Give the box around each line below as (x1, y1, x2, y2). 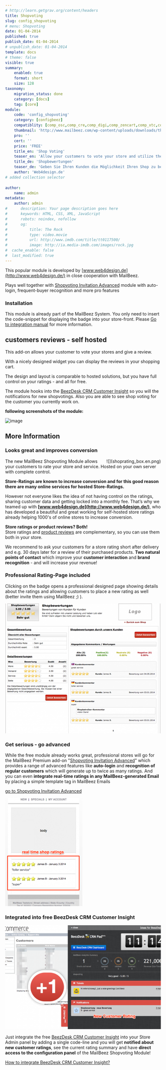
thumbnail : (14, 128, 37, 133)
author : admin (14, 201, 43, 206)
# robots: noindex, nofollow (5, 217, 77, 222)
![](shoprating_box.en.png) (106, 458, 161, 464)
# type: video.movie (5, 232, 68, 237)
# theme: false (5, 55, 37, 60)
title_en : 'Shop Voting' (14, 149, 65, 154)
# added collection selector (5, 175, 65, 180)
